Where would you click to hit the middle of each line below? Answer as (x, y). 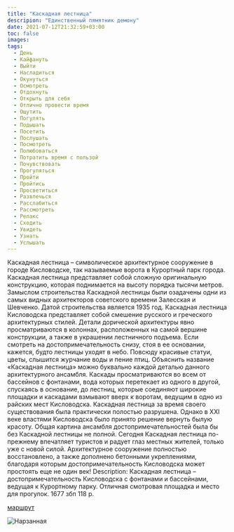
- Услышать (29, 242)
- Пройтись (29, 183)
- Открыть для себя (42, 99)
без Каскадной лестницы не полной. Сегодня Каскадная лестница (107, 434)
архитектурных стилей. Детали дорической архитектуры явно (101, 322)
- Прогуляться (34, 170)
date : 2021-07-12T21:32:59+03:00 (56, 27)
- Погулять (29, 118)
